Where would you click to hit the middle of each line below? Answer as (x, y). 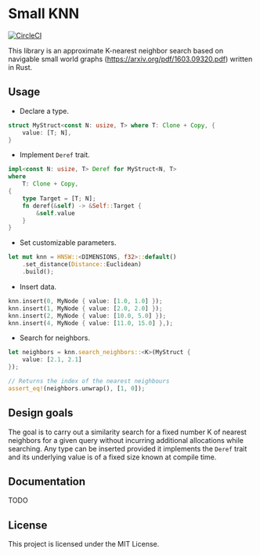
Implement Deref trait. (54, 155)
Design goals (41, 413)
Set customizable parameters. (68, 243)
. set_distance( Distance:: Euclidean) (82, 265)
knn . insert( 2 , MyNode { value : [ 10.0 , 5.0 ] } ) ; (87, 316)
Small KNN (44, 14)
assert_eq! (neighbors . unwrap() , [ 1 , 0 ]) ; (77, 388)
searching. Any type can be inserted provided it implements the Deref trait (128, 448)
